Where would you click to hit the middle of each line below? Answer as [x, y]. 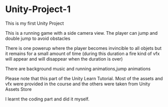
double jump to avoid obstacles [38, 38]
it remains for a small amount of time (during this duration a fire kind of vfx [82, 54]
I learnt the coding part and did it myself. [47, 99]
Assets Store [18, 89]
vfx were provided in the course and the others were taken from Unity [78, 84]
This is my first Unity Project [35, 23]
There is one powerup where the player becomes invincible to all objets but [83, 48]
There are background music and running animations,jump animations [78, 69]
